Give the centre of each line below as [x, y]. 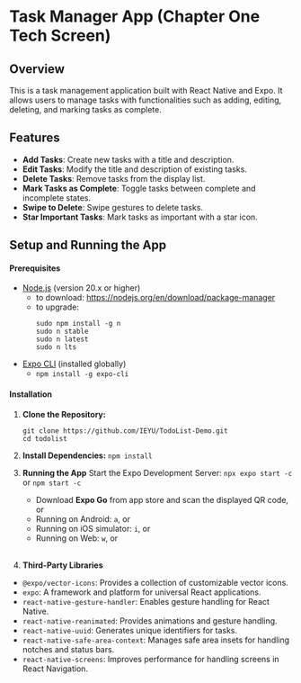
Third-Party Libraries [62, 565]
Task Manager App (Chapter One [135, 17]
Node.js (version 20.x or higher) [81, 288]
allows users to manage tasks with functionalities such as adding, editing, [146, 100]
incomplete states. [57, 198]
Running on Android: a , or [83, 518]
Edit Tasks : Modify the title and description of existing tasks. [134, 169]
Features [35, 138]
